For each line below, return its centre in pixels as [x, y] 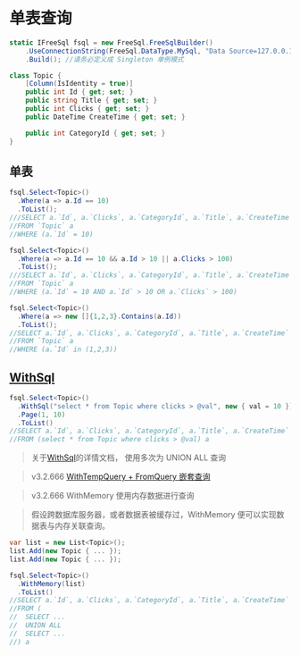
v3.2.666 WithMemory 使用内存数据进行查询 [112, 496]
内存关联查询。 [82, 526]
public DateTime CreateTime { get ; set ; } [105, 117]
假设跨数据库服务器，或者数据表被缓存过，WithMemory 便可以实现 [154, 515]
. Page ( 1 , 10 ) [42, 415]
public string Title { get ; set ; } [92, 101]
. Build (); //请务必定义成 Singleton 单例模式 [105, 59]
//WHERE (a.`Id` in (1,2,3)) [63, 349]
